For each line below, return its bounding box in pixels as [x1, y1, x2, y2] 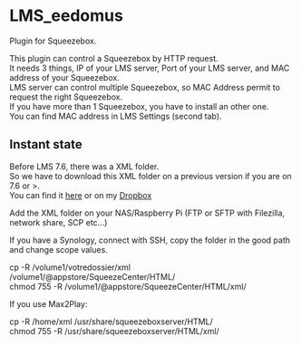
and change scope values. [9, 244, 109, 254]
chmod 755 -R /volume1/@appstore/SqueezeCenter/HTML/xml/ [9, 281, 247, 292]
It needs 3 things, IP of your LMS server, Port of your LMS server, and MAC [9, 62, 290, 73]
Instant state [9, 137, 83, 152]
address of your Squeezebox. [9, 72, 120, 82]
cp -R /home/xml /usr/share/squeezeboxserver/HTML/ [9, 316, 213, 327]
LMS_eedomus [9, 5, 124, 26]
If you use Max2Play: [9, 298, 88, 309]
